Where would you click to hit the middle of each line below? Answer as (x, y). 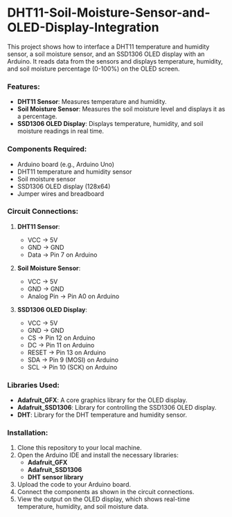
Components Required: (47, 149)
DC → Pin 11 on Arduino (61, 345)
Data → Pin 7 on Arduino (62, 255)
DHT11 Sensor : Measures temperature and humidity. (92, 102)
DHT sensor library (55, 477)
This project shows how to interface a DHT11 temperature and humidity (108, 46)
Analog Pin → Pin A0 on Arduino (73, 296)
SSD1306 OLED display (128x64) (64, 186)
